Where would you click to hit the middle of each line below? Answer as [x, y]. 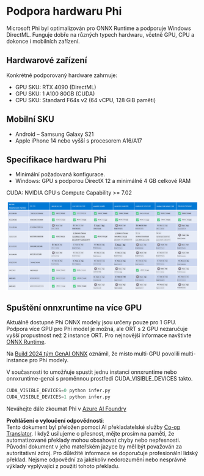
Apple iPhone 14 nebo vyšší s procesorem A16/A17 [78, 140]
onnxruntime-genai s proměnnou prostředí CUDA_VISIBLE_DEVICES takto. [100, 379]
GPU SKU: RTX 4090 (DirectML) [56, 87]
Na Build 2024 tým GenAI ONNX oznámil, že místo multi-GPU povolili [93, 354]
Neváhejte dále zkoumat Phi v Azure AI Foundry [66, 409]
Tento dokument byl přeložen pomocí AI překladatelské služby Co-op [93, 427]
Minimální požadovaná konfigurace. [60, 174]
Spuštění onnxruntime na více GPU [74, 308]
